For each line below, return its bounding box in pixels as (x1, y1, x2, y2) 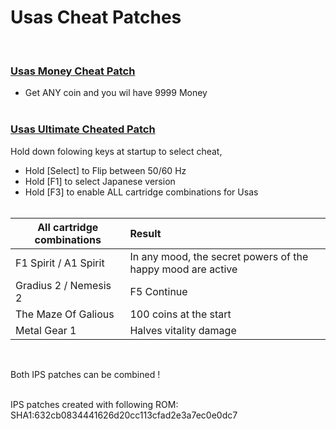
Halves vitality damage (129, 323, 237, 337)
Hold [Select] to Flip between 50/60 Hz (24, 164, 187, 176)
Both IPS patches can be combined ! (10, 368, 161, 380)
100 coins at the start (129, 307, 232, 321)
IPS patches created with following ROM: (10, 398, 179, 410)
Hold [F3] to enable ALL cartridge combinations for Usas (24, 186, 259, 198)
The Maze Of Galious (15, 307, 115, 321)
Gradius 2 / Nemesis (15, 278, 112, 292)
